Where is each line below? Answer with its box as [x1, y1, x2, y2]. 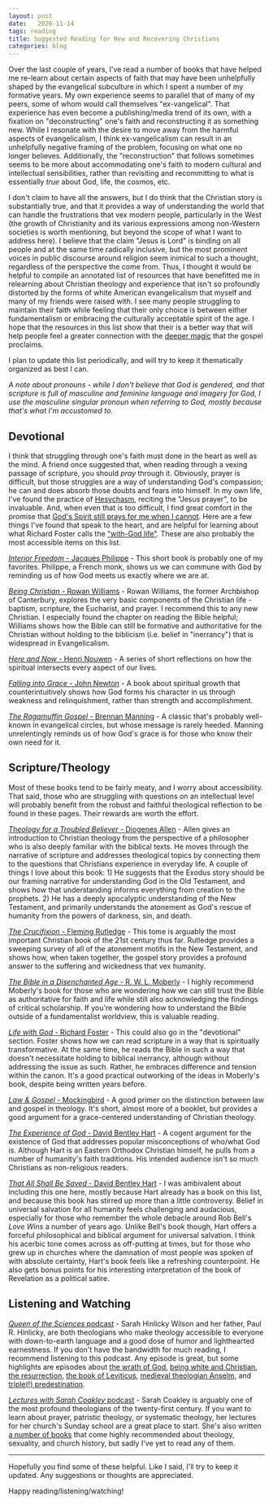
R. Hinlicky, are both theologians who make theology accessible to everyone [8, 1327, 264, 1337]
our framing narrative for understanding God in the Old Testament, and [8, 876, 245, 885]
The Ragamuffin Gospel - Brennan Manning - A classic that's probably [8, 711, 245, 721]
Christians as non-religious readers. [8, 1162, 128, 1172]
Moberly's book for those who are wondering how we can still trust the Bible [8, 986, 264, 995]
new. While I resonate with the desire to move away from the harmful [8, 125, 239, 135]
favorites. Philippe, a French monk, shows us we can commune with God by [8, 562, 262, 571]
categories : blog [8, 42, 67, 50]
